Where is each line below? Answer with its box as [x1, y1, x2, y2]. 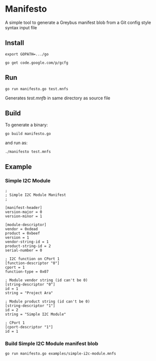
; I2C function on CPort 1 [5, 257, 60, 262]
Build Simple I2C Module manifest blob [5, 340, 99, 347]
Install [5, 39, 24, 47]
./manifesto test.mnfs [5, 150, 51, 154]
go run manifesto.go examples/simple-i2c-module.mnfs [5, 351, 117, 356]
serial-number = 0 [5, 248, 42, 253]
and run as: [5, 140, 28, 146]
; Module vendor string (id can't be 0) [5, 278, 88, 283]
